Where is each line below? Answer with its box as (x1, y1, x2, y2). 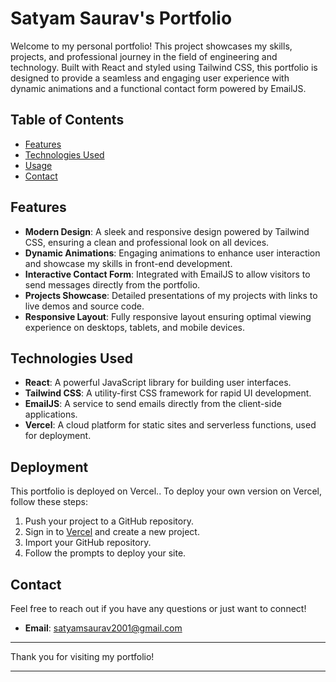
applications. (24, 408, 78, 421)
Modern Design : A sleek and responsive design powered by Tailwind (24, 225, 310, 237)
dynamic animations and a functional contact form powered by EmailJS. (10, 82, 307, 94)
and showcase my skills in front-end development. (24, 257, 233, 269)
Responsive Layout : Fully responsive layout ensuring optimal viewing (24, 310, 312, 322)
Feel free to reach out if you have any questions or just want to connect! (10, 603, 307, 614)
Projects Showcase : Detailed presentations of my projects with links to (24, 289, 318, 301)
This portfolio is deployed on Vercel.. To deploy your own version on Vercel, (10, 485, 323, 497)
